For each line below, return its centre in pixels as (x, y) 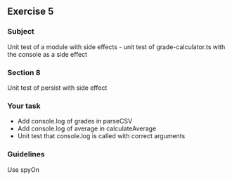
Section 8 (24, 72)
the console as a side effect (47, 54)
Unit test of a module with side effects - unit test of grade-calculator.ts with (116, 47)
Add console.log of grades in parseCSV (75, 121)
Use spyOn (24, 169)
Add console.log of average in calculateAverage (87, 128)
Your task (24, 106)
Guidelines (26, 154)
